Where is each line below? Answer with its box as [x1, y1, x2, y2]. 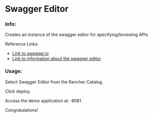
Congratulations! [5, 107, 38, 113]
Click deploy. [5, 88, 31, 94]
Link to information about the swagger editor [12, 56, 101, 62]
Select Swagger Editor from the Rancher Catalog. [5, 79, 103, 84]
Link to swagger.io [12, 51, 49, 56]
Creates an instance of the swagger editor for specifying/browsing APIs [5, 32, 149, 37]
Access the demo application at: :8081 [5, 98, 81, 103]
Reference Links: [5, 41, 39, 47]
